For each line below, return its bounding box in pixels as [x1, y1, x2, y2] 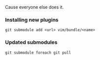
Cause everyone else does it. [5, 4, 64, 10]
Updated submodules [5, 39, 58, 46]
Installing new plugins [5, 16, 59, 23]
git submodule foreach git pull [5, 50, 71, 55]
